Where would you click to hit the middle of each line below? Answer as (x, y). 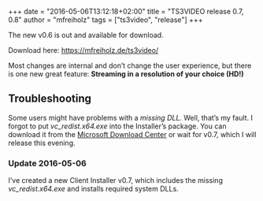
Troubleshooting (50, 99)
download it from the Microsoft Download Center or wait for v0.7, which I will (132, 134)
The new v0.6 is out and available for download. (86, 35)
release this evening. (42, 143)
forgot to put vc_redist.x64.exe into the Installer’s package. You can (117, 126)
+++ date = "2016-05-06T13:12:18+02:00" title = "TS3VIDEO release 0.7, (126, 11)
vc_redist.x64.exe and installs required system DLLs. (93, 189)
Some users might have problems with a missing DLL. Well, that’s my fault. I (131, 117)
